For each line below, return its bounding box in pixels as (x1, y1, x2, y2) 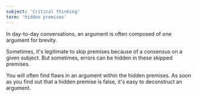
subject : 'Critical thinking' (6, 8, 81, 15)
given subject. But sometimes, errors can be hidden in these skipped (6, 54, 173, 61)
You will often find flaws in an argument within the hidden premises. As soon (6, 72, 191, 79)
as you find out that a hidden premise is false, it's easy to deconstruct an (6, 78, 182, 85)
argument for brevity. (6, 36, 58, 44)
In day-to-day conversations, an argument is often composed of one (6, 30, 172, 37)
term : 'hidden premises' (6, 14, 67, 20)
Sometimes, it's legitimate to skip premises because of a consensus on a (6, 48, 183, 55)
